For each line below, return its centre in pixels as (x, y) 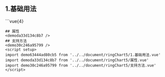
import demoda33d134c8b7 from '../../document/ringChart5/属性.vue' (77, 60)
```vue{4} (14, 21)
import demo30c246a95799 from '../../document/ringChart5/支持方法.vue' (81, 65)
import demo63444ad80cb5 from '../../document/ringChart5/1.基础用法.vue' (83, 55)
